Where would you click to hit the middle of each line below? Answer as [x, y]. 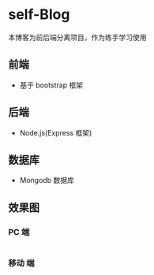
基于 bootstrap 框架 [51, 85]
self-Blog [39, 15]
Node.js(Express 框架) [56, 132]
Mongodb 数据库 [47, 180]
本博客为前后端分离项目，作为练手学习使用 [77, 37]
